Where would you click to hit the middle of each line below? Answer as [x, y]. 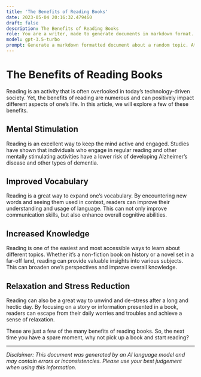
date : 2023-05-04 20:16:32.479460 [49, 17]
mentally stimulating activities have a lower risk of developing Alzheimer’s [97, 156]
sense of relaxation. [31, 320]
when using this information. [41, 367]
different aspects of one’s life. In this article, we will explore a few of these [98, 104]
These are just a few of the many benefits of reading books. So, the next [95, 331]
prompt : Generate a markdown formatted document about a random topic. [97, 45]
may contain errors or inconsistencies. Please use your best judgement [94, 361]
